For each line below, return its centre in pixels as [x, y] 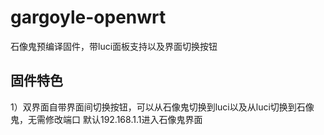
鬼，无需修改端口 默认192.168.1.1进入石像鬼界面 [106, 119]
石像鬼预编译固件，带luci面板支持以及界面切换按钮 [114, 46]
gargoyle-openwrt [88, 17]
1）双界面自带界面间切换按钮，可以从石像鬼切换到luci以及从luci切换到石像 [162, 107]
